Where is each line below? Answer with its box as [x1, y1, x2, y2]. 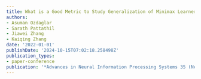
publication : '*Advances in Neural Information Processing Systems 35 [6, 64, 186, 70]
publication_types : [6, 53, 55, 59]
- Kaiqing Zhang [6, 36, 47, 42]
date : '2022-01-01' [6, 42, 55, 48]
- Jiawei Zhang [6, 31, 44, 37]
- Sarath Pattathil [6, 25, 55, 31]
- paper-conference [6, 58, 55, 64]
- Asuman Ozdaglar [6, 20, 52, 26]
